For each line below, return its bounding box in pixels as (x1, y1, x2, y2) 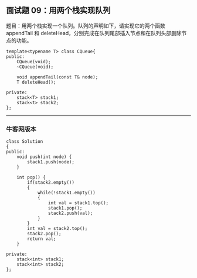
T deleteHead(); (16, 79, 57, 85)
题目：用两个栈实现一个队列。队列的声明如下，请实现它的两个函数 (6, 22, 165, 29)
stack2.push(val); (47, 210, 93, 217)
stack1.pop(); (47, 205, 83, 211)
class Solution (6, 139, 43, 145)
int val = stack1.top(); (47, 200, 109, 206)
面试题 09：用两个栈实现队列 (6, 5, 111, 16)
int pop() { (16, 174, 46, 180)
